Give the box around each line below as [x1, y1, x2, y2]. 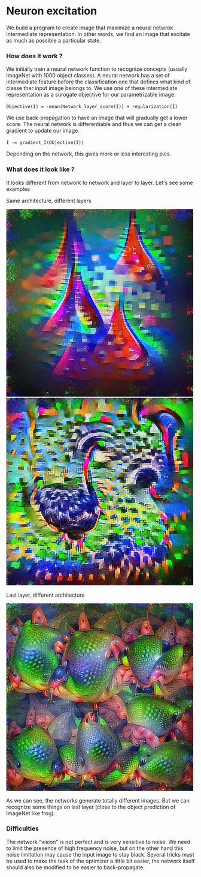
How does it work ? [6, 52, 63, 60]
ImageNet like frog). [6, 809, 56, 817]
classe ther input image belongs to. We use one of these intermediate [6, 85, 178, 92]
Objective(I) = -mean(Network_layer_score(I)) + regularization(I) [6, 104, 178, 110]
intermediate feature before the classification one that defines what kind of [6, 78, 191, 85]
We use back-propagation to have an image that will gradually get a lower [6, 114, 188, 121]
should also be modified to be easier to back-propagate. [6, 863, 145, 871]
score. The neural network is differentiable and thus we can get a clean [6, 121, 182, 128]
